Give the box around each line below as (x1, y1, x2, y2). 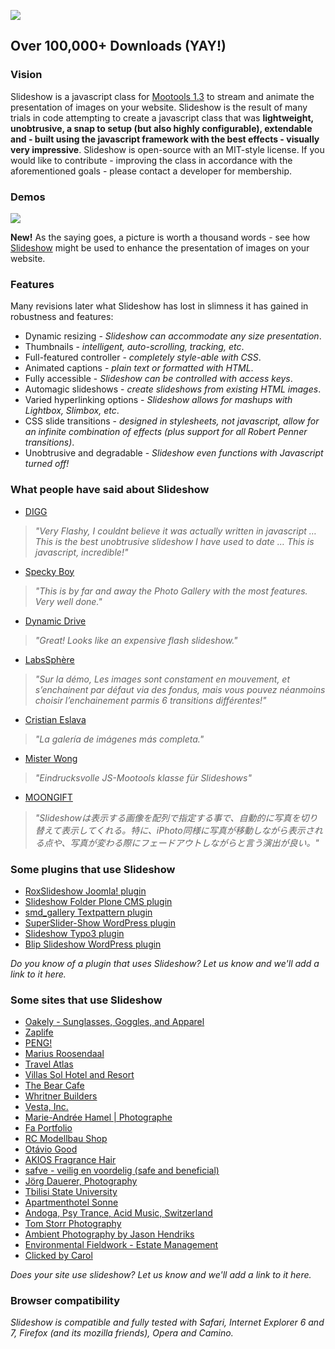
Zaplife (24, 1026, 54, 1039)
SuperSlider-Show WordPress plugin (24, 916, 176, 929)
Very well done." (34, 595, 103, 607)
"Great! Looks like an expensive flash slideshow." (34, 634, 238, 646)
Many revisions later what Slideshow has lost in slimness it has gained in (10, 300, 309, 312)
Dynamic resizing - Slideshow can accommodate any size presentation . (24, 330, 322, 342)
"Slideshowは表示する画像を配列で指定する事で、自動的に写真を (34, 811, 301, 824)
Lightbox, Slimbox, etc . (24, 405, 120, 417)
